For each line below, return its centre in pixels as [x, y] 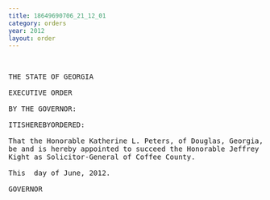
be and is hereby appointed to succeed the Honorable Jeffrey [134, 149]
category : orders [37, 23]
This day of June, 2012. [60, 173]
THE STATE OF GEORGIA [51, 77]
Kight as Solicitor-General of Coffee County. [102, 157]
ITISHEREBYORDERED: [47, 125]
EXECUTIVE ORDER [40, 93]
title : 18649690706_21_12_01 [57, 16]
